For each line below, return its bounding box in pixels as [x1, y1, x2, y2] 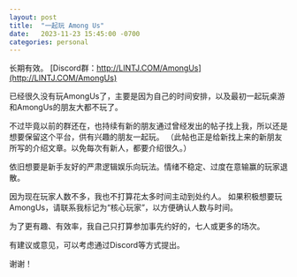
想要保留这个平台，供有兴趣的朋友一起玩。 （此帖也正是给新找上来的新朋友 [9, 131, 283, 142]
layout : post [9, 12, 57, 22]
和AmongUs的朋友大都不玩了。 [9, 102, 123, 113]
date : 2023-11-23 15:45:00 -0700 [9, 29, 141, 38]
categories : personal [9, 37, 89, 47]
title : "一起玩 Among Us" [9, 21, 104, 30]
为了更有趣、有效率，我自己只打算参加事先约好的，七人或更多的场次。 [9, 221, 265, 232]
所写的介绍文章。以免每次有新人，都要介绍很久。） [9, 143, 192, 153]
